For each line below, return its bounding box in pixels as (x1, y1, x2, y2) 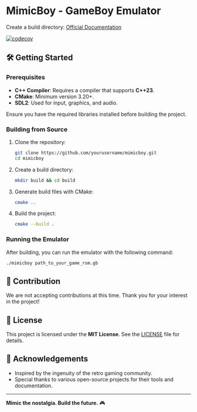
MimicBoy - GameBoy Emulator (6, 4, 161, 18)
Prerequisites (6, 73, 45, 82)
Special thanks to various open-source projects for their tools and (14, 376, 174, 383)
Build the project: (14, 210, 56, 217)
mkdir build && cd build (14, 177, 76, 183)
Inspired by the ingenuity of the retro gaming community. (14, 369, 152, 377)
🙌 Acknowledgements (6, 354, 89, 364)
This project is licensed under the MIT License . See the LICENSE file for (6, 331, 180, 338)
